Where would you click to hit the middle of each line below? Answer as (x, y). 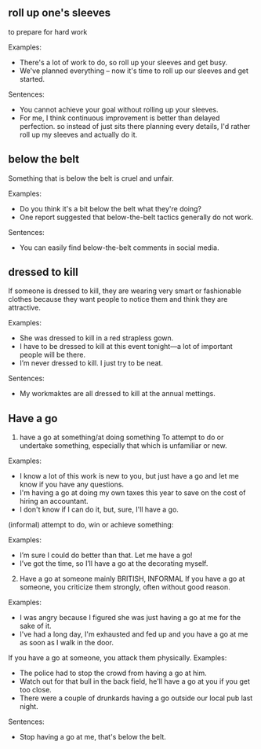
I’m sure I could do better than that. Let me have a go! (106, 555)
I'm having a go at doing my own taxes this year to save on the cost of (132, 493)
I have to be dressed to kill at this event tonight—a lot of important (126, 347)
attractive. (24, 308)
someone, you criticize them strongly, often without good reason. (125, 587)
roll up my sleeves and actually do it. (78, 134)
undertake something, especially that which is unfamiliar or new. (123, 446)
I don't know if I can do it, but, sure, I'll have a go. (99, 509)
